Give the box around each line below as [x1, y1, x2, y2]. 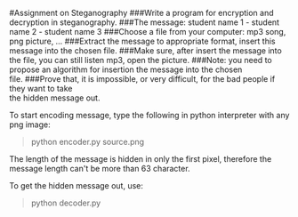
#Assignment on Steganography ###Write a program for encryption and [9, 8, 274, 18]
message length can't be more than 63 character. [9, 164, 190, 173]
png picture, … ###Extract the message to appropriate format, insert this [9, 36, 276, 46]
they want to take [9, 84, 73, 93]
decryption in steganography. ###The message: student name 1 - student [9, 17, 280, 28]
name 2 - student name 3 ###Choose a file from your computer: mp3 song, [9, 27, 286, 36]
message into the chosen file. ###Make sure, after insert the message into [9, 45, 282, 56]
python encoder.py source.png [30, 137, 145, 147]
